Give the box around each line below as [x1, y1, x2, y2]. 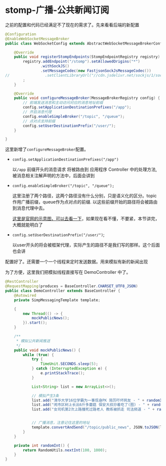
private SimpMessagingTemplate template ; [14, 298, 100, 303]
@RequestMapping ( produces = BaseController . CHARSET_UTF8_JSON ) [5, 284, 138, 289]
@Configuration [5, 32, 37, 37]
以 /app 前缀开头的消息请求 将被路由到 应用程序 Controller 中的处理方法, [12, 166, 157, 172]
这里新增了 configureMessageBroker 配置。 [5, 147, 89, 153]
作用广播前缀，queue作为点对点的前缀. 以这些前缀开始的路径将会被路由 [12, 199, 158, 205]
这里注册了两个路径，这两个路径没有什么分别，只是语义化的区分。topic [12, 193, 157, 199]
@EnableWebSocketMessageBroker [5, 36, 70, 41]
